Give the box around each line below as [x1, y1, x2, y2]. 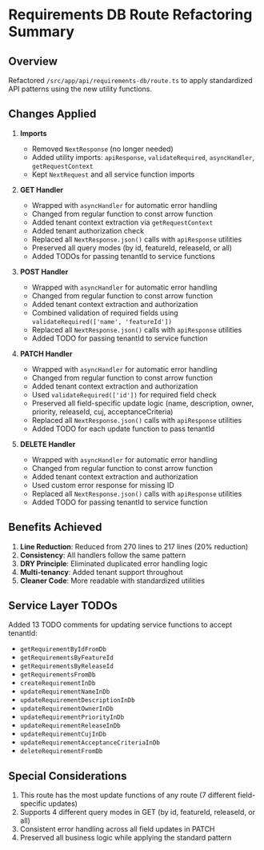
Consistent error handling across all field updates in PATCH [19, 824, 215, 834]
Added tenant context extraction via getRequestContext [31, 217, 214, 227]
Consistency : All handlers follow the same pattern [19, 550, 186, 560]
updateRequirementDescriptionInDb [19, 696, 135, 704]
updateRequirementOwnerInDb [19, 705, 114, 713]
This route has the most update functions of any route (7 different [19, 790, 236, 800]
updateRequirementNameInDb [19, 688, 110, 696]
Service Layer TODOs [8, 599, 118, 613]
